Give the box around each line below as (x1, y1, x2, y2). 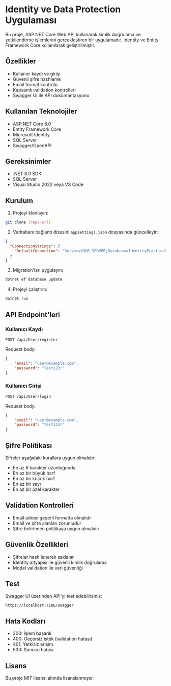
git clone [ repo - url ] (5, 220, 51, 225)
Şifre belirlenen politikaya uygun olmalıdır (12, 525, 100, 532)
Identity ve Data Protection (5, 4, 121, 15)
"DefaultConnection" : (14, 248, 60, 253)
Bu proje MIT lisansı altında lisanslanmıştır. (5, 675, 94, 681)
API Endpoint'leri (5, 310, 60, 319)
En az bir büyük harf (12, 470, 55, 476)
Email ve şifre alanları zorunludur (12, 520, 81, 526)
